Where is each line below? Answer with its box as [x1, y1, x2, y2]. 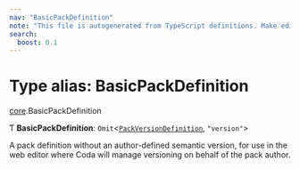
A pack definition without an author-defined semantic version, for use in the [9, 140, 288, 151]
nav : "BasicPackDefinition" [9, 12, 114, 22]
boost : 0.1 [17, 37, 58, 47]
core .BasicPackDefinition [9, 106, 103, 117]
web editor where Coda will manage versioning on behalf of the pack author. [9, 149, 291, 160]
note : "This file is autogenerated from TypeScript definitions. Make [9, 21, 278, 30]
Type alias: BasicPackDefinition [9, 76, 249, 96]
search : [9, 29, 38, 38]
